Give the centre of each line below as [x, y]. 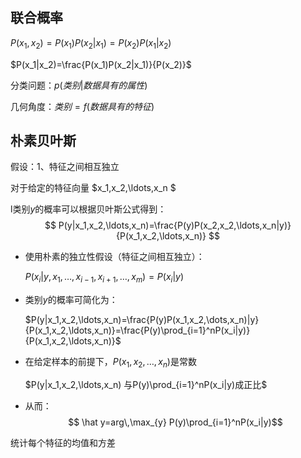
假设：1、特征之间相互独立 [65, 167]
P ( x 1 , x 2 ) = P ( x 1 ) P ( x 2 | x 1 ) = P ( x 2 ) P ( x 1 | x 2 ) [91, 43]
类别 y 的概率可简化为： [71, 300]
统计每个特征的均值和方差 [63, 443]
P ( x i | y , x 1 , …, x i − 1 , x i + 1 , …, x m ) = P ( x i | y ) [104, 278]
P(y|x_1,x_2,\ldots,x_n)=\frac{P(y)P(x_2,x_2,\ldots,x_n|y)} [175, 225]
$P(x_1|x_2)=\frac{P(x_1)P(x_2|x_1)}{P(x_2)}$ [101, 64]
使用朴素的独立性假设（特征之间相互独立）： [114, 257]
